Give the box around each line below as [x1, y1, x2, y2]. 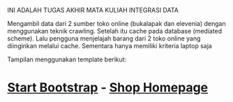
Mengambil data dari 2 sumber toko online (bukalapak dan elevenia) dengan [7, 20, 226, 27]
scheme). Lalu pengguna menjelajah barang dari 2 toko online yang [7, 34, 201, 43]
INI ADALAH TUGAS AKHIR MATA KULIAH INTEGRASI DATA [7, 6, 179, 14]
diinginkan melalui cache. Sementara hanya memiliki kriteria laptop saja [7, 42, 213, 50]
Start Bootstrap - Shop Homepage [7, 80, 209, 96]
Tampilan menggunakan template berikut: [7, 55, 127, 64]
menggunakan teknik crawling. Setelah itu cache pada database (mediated [7, 27, 223, 35]
